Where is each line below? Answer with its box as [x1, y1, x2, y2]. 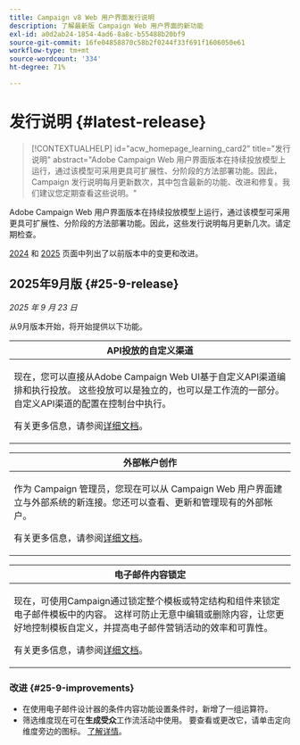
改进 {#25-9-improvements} [9, 682, 135, 694]
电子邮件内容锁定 [113, 568, 186, 581]
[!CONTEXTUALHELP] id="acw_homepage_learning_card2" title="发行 [30, 143, 291, 153]
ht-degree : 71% [9, 63, 66, 72]
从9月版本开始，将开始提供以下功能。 [9, 320, 147, 331]
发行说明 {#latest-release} [9, 112, 207, 132]
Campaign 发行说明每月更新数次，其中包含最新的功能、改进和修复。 [30, 176, 283, 187]
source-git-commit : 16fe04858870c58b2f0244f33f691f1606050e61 [9, 37, 246, 47]
